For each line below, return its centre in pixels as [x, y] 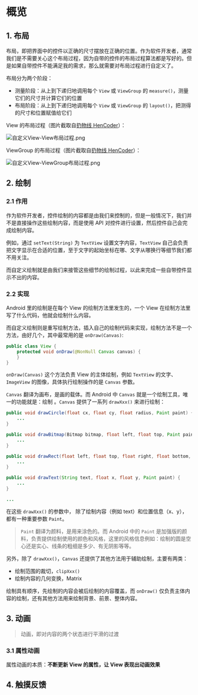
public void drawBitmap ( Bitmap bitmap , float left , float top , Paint [93, 435]
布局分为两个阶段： [29, 78]
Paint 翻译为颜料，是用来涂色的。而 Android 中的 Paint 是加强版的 [101, 531]
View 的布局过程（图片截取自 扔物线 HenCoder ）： [66, 125]
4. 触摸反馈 [26, 685]
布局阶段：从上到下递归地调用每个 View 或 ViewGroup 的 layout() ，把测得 [103, 105]
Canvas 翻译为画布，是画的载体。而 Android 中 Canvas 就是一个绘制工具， [95, 395]
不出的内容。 [27, 277]
